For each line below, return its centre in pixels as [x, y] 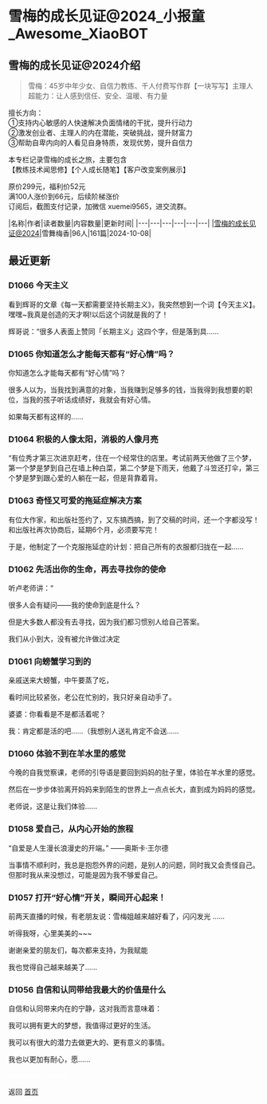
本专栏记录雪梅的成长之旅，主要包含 [68, 159]
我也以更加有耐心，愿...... [49, 1059]
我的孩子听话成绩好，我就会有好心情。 [92, 399]
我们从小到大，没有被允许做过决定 [64, 638]
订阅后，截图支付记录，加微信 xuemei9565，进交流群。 [100, 206]
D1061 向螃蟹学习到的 [50, 661]
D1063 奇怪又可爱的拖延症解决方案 [75, 501]
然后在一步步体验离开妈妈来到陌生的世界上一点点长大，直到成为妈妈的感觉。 [134, 789]
